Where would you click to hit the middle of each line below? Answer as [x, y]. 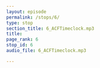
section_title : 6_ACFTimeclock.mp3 [50, 28]
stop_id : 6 [20, 45]
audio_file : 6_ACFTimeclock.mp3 [46, 51]
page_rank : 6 [22, 39]
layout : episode [26, 12]
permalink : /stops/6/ [33, 17]
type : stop [20, 23]
